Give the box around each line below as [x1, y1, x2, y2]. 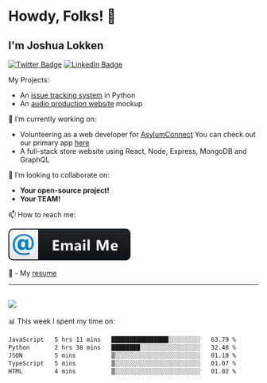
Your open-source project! [19, 186, 110, 195]
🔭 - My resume [8, 269, 57, 278]
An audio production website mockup [19, 99, 143, 108]
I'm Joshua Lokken [8, 39, 104, 52]
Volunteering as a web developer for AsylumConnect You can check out [19, 130, 256, 139]
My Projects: [8, 75, 50, 84]
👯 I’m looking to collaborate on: [8, 170, 110, 179]
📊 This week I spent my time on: [8, 316, 115, 326]
